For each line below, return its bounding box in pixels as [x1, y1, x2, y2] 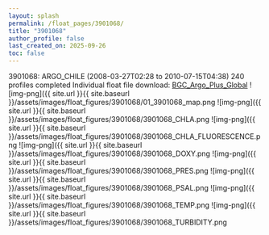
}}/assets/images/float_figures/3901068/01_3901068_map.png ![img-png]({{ [8, 98, 262, 107]
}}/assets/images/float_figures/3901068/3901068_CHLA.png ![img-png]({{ [8, 115, 256, 124]
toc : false [8, 49, 45, 57]
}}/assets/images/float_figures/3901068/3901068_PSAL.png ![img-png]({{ [8, 183, 255, 192]
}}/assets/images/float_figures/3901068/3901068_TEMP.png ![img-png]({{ [8, 200, 256, 210]
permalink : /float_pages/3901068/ [8, 19, 125, 27]
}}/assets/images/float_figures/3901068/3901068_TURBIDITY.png [8, 217, 228, 227]
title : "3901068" [8, 27, 67, 35]
